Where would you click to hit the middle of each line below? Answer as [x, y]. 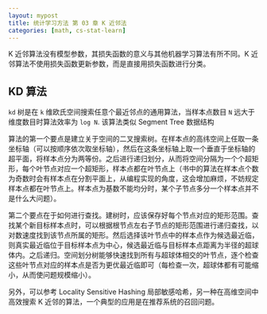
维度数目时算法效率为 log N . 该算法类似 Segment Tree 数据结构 [111, 122]
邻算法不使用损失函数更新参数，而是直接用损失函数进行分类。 [109, 64]
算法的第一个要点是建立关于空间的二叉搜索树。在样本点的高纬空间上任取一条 [133, 139]
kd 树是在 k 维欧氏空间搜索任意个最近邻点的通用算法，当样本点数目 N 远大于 [132, 112]
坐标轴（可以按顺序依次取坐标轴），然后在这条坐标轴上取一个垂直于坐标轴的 [132, 149]
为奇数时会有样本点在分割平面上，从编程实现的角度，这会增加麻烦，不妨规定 [133, 179]
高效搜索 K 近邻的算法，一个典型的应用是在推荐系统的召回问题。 [114, 302]
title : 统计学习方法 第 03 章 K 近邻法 [68, 23]
